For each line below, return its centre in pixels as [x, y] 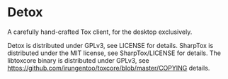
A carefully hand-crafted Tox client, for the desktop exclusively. [100, 32]
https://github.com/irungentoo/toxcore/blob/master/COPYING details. [109, 68]
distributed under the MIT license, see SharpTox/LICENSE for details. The [114, 53]
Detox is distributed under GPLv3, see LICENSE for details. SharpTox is [110, 45]
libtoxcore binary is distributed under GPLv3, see [79, 60]
